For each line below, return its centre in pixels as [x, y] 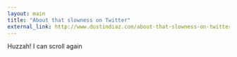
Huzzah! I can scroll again [45, 47]
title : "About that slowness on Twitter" [69, 20]
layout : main [26, 14]
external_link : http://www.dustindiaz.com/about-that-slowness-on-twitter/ [121, 26]
